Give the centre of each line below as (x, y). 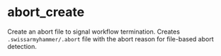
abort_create (46, 12)
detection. (22, 46)
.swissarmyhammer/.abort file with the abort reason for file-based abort (110, 38)
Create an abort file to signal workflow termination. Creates (94, 31)
